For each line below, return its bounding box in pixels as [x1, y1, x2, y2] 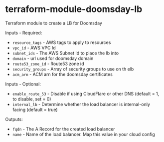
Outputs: [5, 116, 23, 122]
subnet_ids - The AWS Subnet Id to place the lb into [12, 50, 119, 56]
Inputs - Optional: [5, 81, 41, 87]
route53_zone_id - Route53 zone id [12, 60, 84, 66]
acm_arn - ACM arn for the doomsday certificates [12, 71, 113, 77]
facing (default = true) [12, 106, 58, 112]
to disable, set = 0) [12, 96, 51, 102]
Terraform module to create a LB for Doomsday [5, 20, 102, 26]
